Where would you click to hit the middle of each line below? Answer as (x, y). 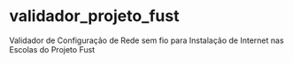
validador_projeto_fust (94, 16)
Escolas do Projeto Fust (52, 49)
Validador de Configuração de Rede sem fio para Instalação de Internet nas (147, 40)
